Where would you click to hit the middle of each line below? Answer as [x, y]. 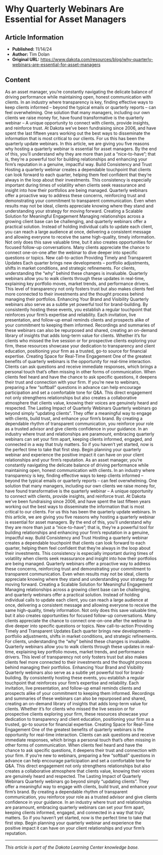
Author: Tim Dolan [31, 54]
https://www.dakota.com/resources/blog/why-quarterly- [97, 59]
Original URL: [26, 59]
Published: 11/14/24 [32, 49]
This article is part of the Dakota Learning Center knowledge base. [72, 847]
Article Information [34, 37]
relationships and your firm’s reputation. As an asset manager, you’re [74, 460]
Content [18, 80]
